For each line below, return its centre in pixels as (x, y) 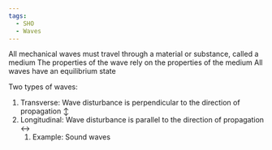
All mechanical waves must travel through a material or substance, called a (134, 54)
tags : (17, 16)
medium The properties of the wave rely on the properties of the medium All (136, 62)
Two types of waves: (43, 87)
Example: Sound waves (71, 137)
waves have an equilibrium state (62, 71)
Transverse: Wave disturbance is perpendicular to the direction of (130, 103)
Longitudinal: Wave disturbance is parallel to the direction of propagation (142, 120)
